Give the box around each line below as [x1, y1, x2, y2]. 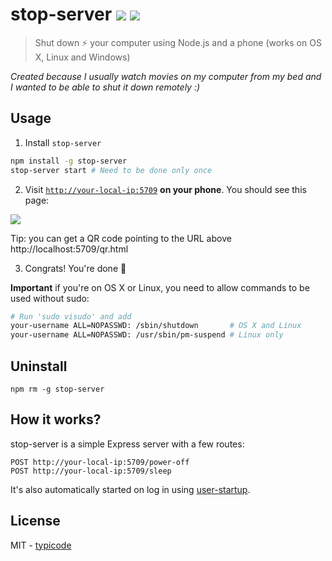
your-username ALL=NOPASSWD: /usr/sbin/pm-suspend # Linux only [10, 330, 284, 340]
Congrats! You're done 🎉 [24, 262, 127, 274]
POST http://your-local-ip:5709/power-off [10, 457, 190, 467]
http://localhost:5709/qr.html [10, 243, 129, 255]
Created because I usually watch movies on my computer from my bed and [10, 70, 322, 82]
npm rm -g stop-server [10, 384, 105, 394]
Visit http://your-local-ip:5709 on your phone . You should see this [24, 183, 307, 195]
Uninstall [10, 358, 68, 375]
